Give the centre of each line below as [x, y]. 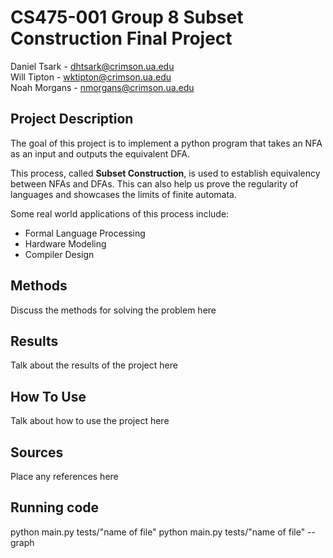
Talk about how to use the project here [90, 421]
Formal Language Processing [85, 233]
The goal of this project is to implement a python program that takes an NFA [166, 143]
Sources [37, 452]
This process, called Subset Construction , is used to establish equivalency [165, 173]
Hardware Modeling [65, 243]
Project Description [72, 119]
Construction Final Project [121, 38]
